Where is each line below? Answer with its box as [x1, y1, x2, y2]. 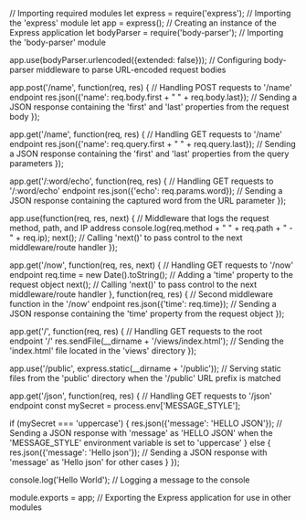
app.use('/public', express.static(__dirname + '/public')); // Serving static [9, 363, 281, 374]
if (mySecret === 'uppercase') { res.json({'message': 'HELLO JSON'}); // [9, 418, 283, 429]
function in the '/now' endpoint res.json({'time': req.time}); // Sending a [9, 299, 277, 309]
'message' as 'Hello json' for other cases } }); [9, 457, 180, 467]
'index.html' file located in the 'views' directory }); [9, 345, 197, 356]
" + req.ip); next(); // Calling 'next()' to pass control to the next [9, 232, 244, 243]
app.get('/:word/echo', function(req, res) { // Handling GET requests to [9, 175, 274, 186]
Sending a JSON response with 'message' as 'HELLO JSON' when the [9, 428, 273, 438]
